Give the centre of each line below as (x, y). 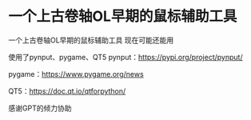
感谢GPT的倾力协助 (40, 108)
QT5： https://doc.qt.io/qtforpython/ (67, 91)
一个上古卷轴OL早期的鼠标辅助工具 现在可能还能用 (91, 40)
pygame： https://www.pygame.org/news (76, 74)
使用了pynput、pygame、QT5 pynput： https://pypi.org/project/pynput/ (125, 57)
